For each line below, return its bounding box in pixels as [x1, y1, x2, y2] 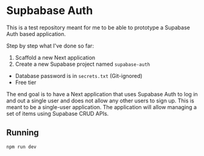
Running [6, 127, 40, 138]
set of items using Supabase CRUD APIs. [6, 110, 109, 117]
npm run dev [6, 144, 37, 150]
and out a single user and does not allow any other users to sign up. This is [6, 97, 195, 104]
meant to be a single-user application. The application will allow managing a [6, 103, 197, 110]
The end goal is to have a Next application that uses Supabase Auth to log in [6, 90, 198, 97]
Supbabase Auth [6, 4, 93, 18]
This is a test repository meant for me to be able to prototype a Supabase [6, 24, 191, 31]
